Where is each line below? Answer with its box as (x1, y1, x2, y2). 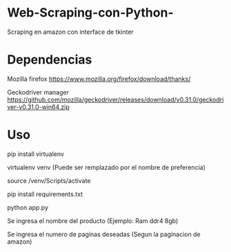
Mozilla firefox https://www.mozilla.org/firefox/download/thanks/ (7, 75, 191, 83)
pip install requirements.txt (7, 190, 83, 198)
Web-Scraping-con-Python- (7, 5, 174, 21)
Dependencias (7, 52, 92, 68)
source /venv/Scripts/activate (7, 176, 91, 184)
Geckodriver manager (7, 88, 69, 96)
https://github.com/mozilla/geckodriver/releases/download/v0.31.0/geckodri (7, 95, 224, 104)
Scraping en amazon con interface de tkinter (7, 28, 134, 36)
